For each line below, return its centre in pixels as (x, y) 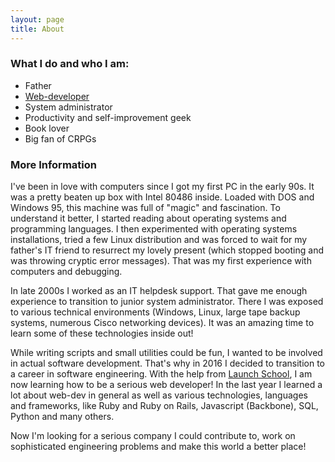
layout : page (37, 19)
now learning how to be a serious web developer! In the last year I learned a (166, 385)
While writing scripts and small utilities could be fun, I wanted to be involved (166, 353)
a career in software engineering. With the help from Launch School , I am (161, 374)
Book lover (47, 128)
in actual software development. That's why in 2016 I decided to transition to (167, 363)
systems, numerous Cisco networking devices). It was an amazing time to (162, 323)
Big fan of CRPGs (60, 138)
